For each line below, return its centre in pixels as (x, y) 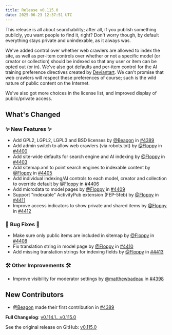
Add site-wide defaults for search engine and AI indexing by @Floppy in (89, 156)
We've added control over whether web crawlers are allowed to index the (83, 50)
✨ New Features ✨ (29, 129)
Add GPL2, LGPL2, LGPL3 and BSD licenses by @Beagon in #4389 (83, 140)
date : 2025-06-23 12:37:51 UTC (39, 15)
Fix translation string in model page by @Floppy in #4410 (73, 246)
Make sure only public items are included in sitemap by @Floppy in (83, 235)
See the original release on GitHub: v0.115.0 (51, 327)
